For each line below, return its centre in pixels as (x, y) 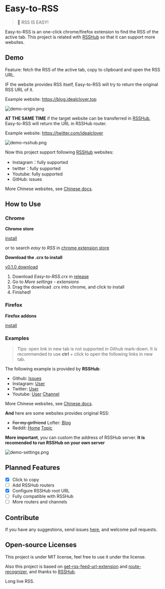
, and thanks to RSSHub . (51, 571)
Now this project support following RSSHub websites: (59, 152)
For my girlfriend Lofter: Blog (42, 423)
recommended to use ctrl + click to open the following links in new (85, 354)
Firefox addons (21, 316)
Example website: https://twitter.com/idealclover (54, 133)
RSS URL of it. (19, 90)
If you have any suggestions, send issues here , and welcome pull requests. (81, 529)
